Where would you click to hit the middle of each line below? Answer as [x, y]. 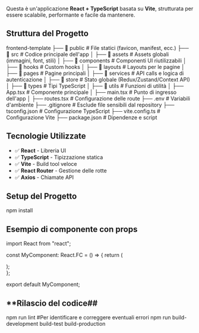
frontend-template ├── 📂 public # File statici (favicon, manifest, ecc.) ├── [97, 48]
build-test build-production [72, 324]
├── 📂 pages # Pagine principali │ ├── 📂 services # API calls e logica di [95, 73]
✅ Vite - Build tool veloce [46, 164]
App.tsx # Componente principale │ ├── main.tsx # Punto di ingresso [91, 92]
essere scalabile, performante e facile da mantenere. [71, 15]
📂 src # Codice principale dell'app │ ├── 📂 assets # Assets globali [88, 54]
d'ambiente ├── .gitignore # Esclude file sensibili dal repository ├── [90, 105]
